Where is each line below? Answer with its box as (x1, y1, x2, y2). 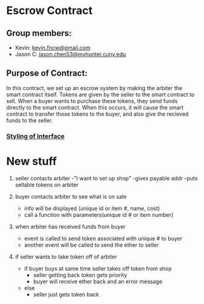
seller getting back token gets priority (33, 271, 127, 278)
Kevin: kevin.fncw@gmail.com (15, 44, 91, 51)
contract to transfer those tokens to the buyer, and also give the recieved (6, 110, 189, 118)
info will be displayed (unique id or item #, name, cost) (24, 205, 160, 212)
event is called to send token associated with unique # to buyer (24, 235, 183, 242)
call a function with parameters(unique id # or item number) (24, 211, 174, 218)
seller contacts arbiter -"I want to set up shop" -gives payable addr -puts (15, 174, 198, 182)
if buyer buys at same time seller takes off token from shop (24, 264, 172, 272)
